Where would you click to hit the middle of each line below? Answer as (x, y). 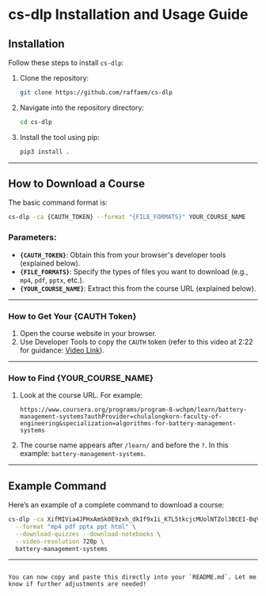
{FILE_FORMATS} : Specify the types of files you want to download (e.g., (134, 271)
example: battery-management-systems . (83, 454)
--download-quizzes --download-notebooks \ (88, 534)
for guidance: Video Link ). (62, 350)
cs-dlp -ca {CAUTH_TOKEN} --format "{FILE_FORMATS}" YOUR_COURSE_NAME (127, 217)
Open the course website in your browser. (88, 333)
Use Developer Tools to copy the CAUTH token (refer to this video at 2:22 (136, 341)
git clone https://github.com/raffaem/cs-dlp (96, 92)
